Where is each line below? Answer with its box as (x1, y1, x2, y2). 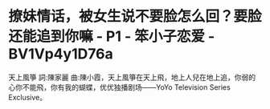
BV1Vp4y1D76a (8, 45, 114, 63)
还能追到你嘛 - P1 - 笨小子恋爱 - (8, 27, 215, 46)
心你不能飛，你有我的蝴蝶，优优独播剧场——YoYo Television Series (8, 82, 231, 92)
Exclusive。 (8, 92, 47, 102)
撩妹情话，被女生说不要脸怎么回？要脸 (8, 7, 263, 26)
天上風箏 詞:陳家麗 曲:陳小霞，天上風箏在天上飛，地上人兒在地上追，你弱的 (8, 72, 256, 82)
